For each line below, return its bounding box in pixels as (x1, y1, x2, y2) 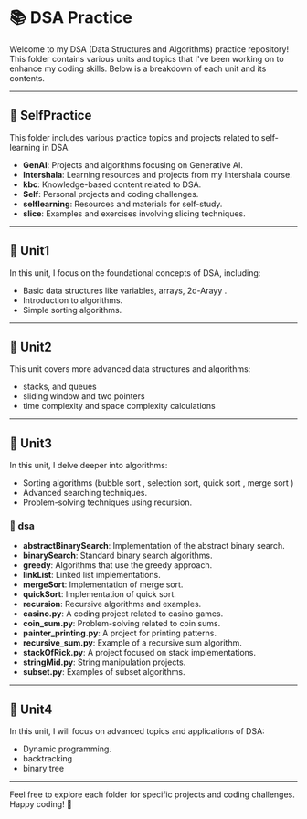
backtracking (22, 753, 73, 764)
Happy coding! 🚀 (9, 799, 73, 810)
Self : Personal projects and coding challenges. (22, 188, 199, 199)
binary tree (22, 763, 65, 774)
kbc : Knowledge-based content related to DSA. (22, 179, 202, 190)
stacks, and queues (22, 381, 98, 393)
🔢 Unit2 (9, 339, 52, 354)
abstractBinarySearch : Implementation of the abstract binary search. (22, 541, 285, 551)
